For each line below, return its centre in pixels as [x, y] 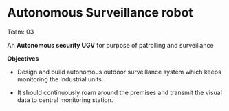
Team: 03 [21, 32]
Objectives [23, 58]
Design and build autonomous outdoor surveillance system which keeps [119, 72]
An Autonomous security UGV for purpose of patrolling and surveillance [111, 45]
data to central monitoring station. [65, 100]
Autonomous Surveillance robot [100, 13]
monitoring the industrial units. [60, 79]
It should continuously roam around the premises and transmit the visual [119, 92]
